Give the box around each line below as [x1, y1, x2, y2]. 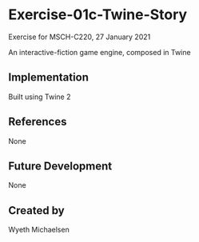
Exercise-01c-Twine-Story [8, 6, 188, 24]
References [8, 115, 67, 129]
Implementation [8, 70, 90, 85]
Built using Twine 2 [8, 92, 71, 101]
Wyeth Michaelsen [8, 225, 70, 235]
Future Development [8, 159, 113, 173]
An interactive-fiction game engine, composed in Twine [8, 47, 191, 57]
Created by [8, 204, 66, 217]
